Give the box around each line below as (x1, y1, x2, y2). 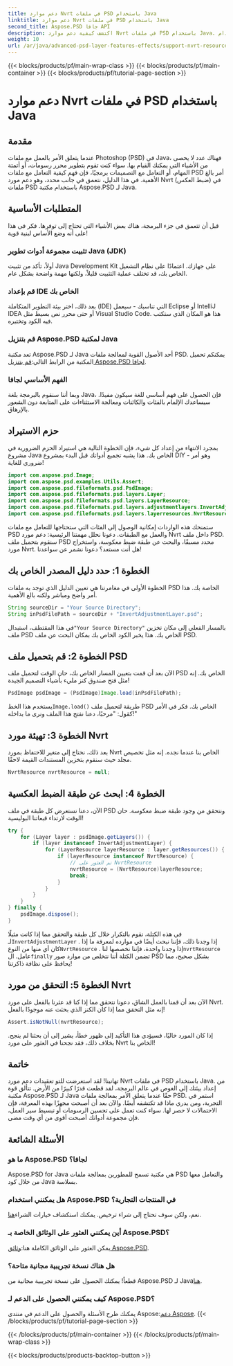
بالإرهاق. (8, 405, 30, 413)
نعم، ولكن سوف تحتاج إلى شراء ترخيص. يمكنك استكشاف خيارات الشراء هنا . (8, 1210, 201, 1219)
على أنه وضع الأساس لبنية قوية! (8, 229, 88, 237)
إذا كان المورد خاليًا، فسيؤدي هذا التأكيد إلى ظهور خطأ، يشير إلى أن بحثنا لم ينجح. (8, 1031, 214, 1039)
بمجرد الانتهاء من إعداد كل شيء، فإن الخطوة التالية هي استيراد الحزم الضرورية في (8, 443, 218, 452)
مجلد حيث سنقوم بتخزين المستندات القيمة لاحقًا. (8, 756, 132, 763)
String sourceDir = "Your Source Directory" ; (8, 604, 141, 611)
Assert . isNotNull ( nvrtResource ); (8, 1018, 104, 1025)
